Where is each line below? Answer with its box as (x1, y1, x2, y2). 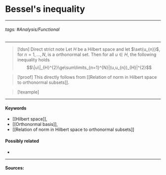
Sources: (5, 165, 24, 171)
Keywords (5, 105, 27, 111)
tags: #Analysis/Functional (5, 26, 60, 32)
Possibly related (5, 138, 40, 144)
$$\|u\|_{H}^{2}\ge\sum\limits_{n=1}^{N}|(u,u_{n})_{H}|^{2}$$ (26, 64, 152, 70)
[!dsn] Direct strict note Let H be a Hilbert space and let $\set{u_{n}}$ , (17, 46, 161, 53)
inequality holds (17, 57, 50, 63)
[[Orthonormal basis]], (12, 121, 58, 127)
